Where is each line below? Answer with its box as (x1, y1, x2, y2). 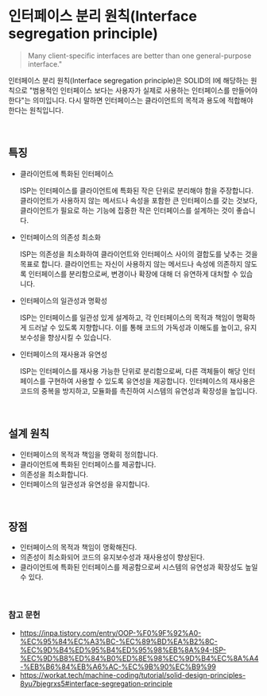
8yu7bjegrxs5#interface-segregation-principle (19, 679, 173, 688)
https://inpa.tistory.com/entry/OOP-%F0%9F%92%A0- (19, 628, 202, 637)
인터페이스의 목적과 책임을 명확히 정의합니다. (19, 449, 159, 459)
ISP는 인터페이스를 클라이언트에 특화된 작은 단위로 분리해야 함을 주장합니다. (19, 186, 254, 195)
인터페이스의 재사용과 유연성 (19, 349, 108, 359)
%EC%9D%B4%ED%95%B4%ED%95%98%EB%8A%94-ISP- (19, 644, 226, 655)
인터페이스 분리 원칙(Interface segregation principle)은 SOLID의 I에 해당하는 (8, 75, 249, 85)
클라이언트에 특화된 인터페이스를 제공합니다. (19, 460, 157, 469)
